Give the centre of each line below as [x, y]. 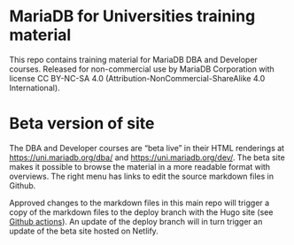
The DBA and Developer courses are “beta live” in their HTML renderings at [147, 148]
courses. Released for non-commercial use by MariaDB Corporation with [142, 69]
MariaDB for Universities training [132, 16]
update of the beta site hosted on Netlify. [84, 231]
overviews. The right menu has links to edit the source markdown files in [142, 176]
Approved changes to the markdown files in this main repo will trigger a [139, 203]
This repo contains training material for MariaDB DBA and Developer [134, 59]
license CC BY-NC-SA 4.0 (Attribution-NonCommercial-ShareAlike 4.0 [137, 78]
